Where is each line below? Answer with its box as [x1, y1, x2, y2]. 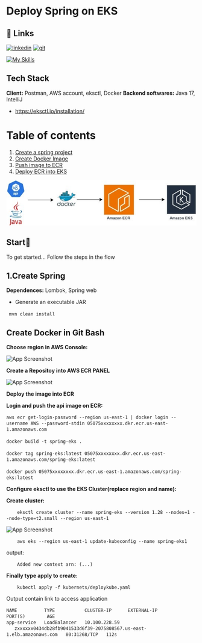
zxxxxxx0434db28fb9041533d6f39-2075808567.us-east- [14, 626, 147, 632]
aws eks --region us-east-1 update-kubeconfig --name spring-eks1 [17, 539, 188, 545]
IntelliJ [6, 95, 23, 103]
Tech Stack [6, 74, 49, 84]
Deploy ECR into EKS [14, 168, 68, 175]
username [6, 420, 28, 426]
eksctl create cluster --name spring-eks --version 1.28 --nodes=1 [17, 510, 190, 516]
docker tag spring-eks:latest [6, 451, 83, 457]
